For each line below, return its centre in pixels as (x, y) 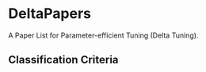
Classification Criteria (63, 60)
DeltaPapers (50, 14)
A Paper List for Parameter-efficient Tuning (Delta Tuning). (103, 35)
